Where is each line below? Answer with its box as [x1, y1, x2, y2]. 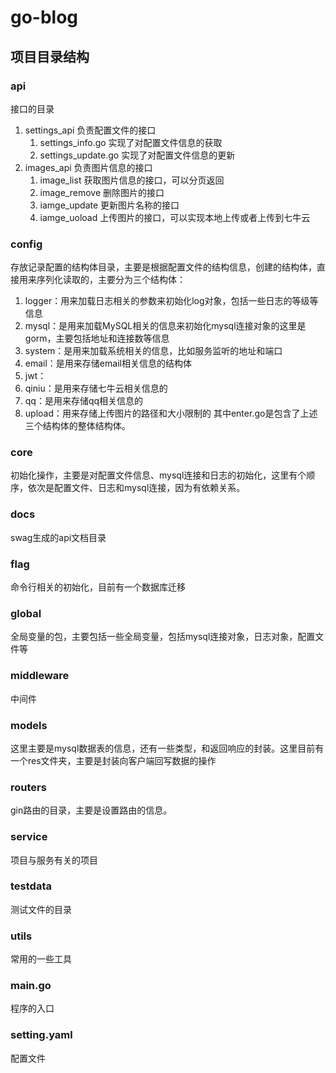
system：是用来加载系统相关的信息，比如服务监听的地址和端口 [24, 345, 283, 357]
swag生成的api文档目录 [10, 531, 107, 543]
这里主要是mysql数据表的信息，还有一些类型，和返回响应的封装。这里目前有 [10, 742, 325, 754]
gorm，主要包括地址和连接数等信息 [24, 332, 170, 345]
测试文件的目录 [10, 903, 72, 915]
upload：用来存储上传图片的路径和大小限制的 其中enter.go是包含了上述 [24, 407, 318, 420]
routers [10, 780, 47, 794]
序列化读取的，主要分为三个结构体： [36, 274, 186, 286]
